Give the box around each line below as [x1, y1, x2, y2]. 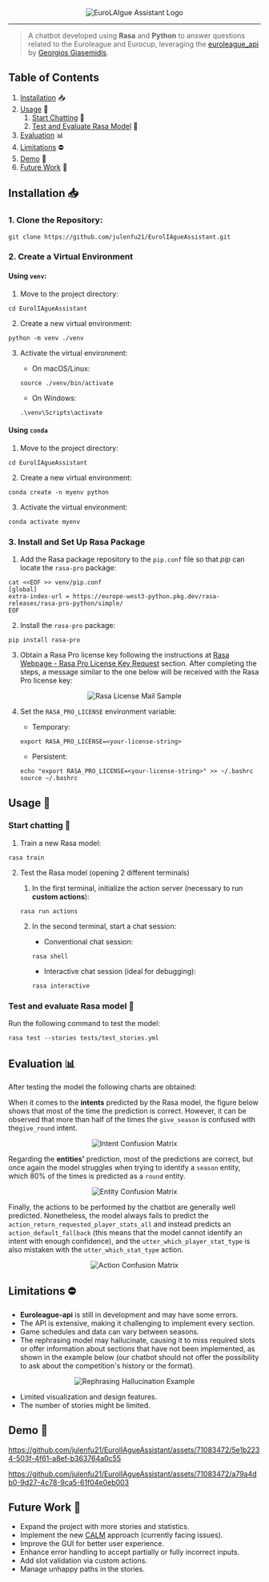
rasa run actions [19, 907, 78, 916]
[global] [8, 586, 38, 594]
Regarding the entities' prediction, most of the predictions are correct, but [8, 1153, 254, 1164]
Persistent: [31, 752, 68, 762]
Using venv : [8, 272, 47, 281]
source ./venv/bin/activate [19, 379, 114, 387]
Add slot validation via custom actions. [19, 1556, 148, 1565]
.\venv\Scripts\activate [19, 409, 103, 417]
